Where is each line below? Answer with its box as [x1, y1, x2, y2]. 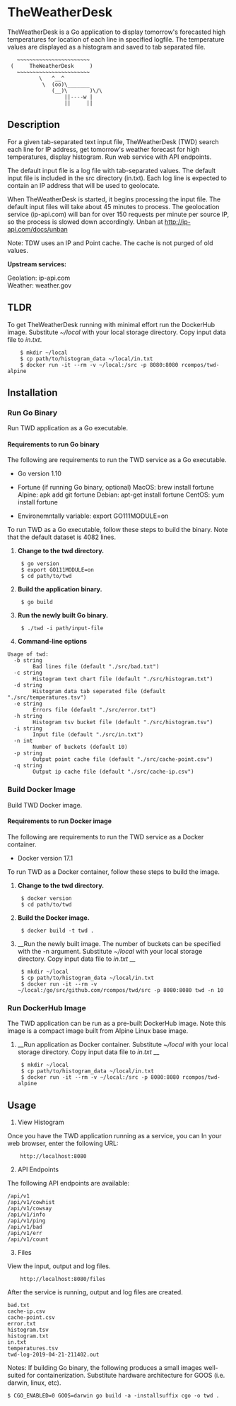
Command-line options [17, 637, 87, 646]
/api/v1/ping [7, 1217, 46, 1224]
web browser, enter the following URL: [7, 1139, 119, 1148]
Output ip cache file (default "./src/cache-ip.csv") [33, 768, 194, 776]
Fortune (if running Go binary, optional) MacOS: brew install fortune [17, 483, 214, 492]
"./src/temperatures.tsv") [7, 694, 87, 702]
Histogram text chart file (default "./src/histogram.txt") [33, 675, 213, 683]
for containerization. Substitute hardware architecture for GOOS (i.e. [27, 1371, 225, 1380]
